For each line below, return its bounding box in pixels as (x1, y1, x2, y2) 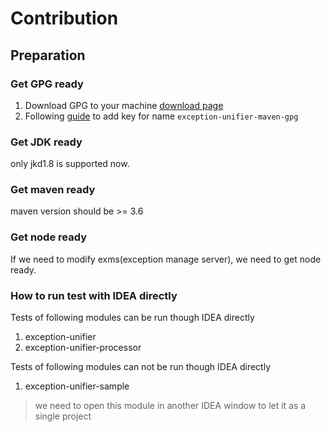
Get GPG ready (10, 77, 84, 91)
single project (34, 410, 92, 422)
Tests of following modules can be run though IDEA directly (10, 312, 255, 324)
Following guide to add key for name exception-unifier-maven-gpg (24, 110, 299, 122)
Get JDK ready (10, 135, 83, 149)
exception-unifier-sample (24, 380, 130, 392)
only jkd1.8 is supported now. (10, 158, 130, 170)
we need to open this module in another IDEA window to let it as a (34, 400, 307, 412)
